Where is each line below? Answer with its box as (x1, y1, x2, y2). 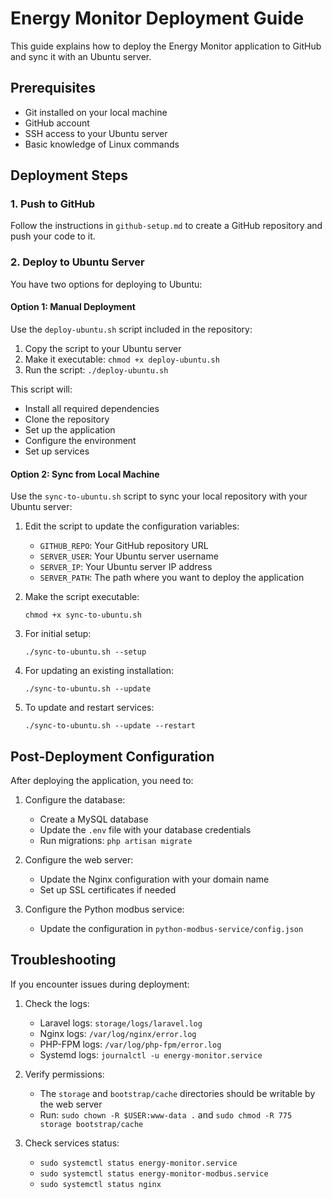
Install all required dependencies (24, 402, 160, 414)
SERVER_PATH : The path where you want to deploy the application (39, 572, 305, 584)
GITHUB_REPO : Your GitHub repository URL (39, 540, 209, 552)
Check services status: (24, 1137, 120, 1149)
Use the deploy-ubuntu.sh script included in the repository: (10, 323, 253, 335)
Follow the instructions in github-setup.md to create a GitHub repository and (10, 220, 323, 232)
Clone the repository (24, 413, 110, 425)
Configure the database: (24, 793, 126, 806)
